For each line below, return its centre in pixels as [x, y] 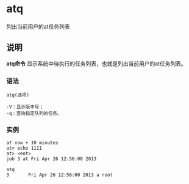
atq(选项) [18, 95]
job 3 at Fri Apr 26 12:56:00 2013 [52, 159]
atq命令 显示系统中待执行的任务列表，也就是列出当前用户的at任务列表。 [97, 64]
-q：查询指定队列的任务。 [34, 114]
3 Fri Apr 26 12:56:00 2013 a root [60, 175]
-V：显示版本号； [25, 107]
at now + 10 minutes [33, 143]
